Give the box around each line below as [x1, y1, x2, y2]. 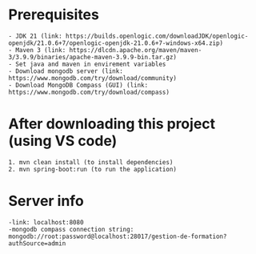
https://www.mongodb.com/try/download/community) [8, 74, 178, 82]
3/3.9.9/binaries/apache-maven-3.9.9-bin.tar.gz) [8, 53, 178, 61]
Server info [8, 192, 84, 210]
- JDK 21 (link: [8, 32, 62, 40]
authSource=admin [8, 239, 66, 248]
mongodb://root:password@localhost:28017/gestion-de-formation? [8, 232, 227, 240]
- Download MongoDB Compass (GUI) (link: [8, 81, 149, 89]
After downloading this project [8, 115, 216, 133]
